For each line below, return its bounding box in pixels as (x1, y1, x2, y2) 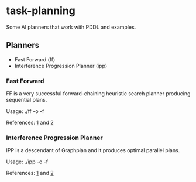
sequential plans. (6, 97, 47, 104)
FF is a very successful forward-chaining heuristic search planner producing (6, 90, 191, 97)
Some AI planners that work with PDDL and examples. (6, 23, 136, 30)
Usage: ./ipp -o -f (6, 158, 49, 165)
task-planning (6, 4, 76, 18)
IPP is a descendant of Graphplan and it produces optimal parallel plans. (6, 147, 180, 154)
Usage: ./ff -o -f (6, 108, 44, 115)
